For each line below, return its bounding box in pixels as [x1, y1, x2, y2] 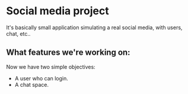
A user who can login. [14, 74, 68, 82]
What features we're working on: [6, 48, 130, 58]
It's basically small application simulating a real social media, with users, [6, 24, 183, 31]
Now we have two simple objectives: [6, 63, 96, 70]
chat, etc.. [6, 30, 31, 37]
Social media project [6, 4, 109, 18]
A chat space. [14, 81, 49, 88]
